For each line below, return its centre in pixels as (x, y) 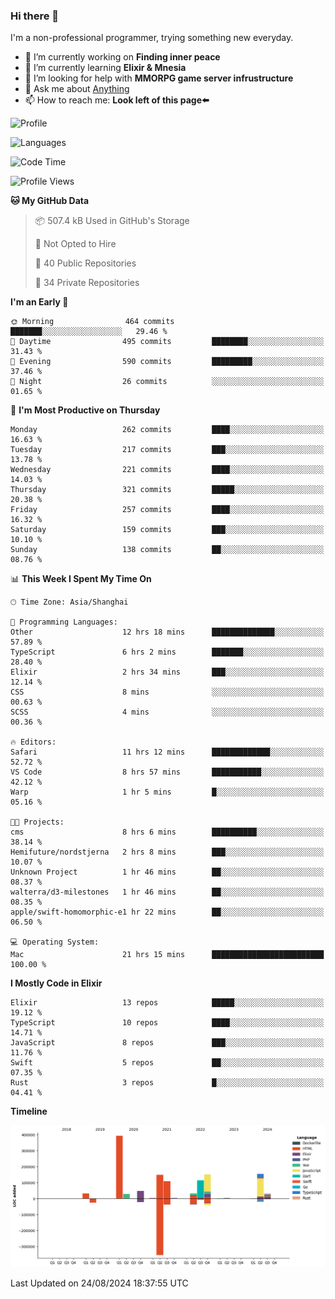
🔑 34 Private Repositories (87, 283)
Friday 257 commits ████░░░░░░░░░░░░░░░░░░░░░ (167, 510)
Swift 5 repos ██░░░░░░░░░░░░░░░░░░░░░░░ (167, 1063)
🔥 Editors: (33, 742)
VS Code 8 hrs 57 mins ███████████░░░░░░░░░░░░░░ (167, 772)
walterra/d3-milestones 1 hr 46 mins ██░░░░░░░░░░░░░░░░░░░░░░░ (167, 892)
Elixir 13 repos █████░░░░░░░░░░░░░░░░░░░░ (167, 1003)
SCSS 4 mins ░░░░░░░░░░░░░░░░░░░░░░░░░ (167, 712)
